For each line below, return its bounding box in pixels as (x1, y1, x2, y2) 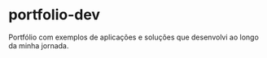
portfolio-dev (8, 6, 100, 24)
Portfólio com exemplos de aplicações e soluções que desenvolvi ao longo (8, 32, 259, 42)
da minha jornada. (8, 40, 69, 50)
